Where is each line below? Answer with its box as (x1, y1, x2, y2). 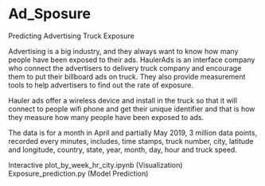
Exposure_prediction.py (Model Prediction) (8, 169, 149, 178)
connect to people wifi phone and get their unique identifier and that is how (8, 104, 255, 114)
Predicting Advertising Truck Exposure (8, 31, 135, 41)
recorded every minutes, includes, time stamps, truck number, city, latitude (8, 136, 254, 145)
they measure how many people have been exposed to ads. (8, 112, 205, 122)
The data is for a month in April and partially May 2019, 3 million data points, (8, 128, 257, 138)
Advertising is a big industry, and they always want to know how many (8, 46, 239, 56)
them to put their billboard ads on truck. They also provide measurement (8, 72, 246, 81)
